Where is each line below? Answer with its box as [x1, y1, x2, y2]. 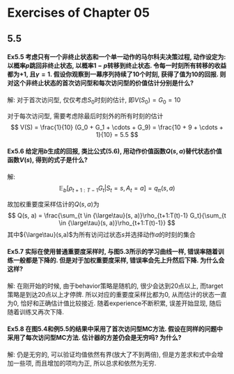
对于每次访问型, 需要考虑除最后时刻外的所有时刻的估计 [7, 111, 164, 120]
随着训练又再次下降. [7, 307, 65, 316]
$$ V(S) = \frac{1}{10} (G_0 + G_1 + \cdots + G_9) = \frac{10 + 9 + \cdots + [10, 123, 224, 131]
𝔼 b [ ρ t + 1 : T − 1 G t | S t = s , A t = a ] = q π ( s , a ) [58, 184, 175, 194]
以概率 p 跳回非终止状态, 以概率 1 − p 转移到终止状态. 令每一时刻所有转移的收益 [7, 61, 227, 70]
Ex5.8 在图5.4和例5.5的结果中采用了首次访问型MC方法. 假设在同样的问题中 [7, 325, 223, 333]
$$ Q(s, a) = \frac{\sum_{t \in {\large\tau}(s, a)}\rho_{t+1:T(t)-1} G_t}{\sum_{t [8, 211, 226, 220]
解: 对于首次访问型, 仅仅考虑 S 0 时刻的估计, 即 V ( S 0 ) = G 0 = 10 [7, 95, 181, 106]
